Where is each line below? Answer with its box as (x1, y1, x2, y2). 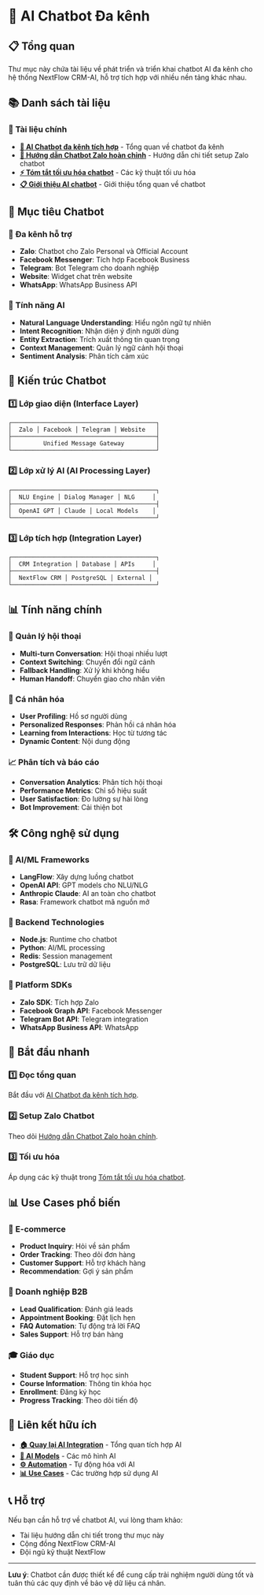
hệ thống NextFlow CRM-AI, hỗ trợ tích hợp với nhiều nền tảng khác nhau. (8, 72, 247, 82)
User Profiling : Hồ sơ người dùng (19, 711, 127, 720)
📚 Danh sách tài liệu (8, 96, 111, 110)
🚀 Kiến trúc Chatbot (8, 374, 107, 388)
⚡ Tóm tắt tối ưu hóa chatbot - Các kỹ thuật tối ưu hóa (19, 167, 196, 177)
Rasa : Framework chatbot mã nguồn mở (19, 897, 150, 906)
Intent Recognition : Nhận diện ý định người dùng (19, 326, 179, 336)
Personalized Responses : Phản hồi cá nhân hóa (19, 719, 177, 729)
